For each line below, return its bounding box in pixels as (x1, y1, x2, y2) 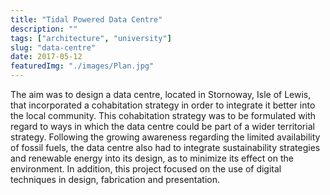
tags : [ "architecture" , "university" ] (10, 33, 172, 43)
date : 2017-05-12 (10, 52, 83, 62)
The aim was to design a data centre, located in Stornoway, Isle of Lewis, (10, 89, 312, 100)
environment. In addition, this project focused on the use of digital (10, 163, 282, 175)
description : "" (10, 24, 78, 34)
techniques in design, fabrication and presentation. (10, 174, 221, 185)
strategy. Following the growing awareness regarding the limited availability (10, 131, 321, 143)
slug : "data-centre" (10, 42, 97, 53)
